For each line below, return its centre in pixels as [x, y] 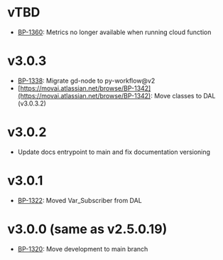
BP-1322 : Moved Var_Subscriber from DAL [80, 200]
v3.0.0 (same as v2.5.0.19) [87, 229]
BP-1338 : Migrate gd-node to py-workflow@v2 [86, 80]
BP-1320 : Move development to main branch [83, 249]
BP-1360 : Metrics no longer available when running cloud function [114, 32]
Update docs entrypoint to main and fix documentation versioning [114, 152]
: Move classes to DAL [183, 95]
